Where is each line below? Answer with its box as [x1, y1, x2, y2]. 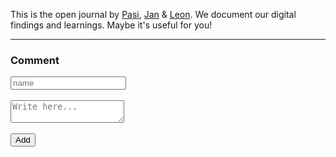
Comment [10, 53, 60, 67]
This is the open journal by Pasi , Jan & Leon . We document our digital [10, 9, 297, 20]
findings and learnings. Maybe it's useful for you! [10, 19, 213, 31]
